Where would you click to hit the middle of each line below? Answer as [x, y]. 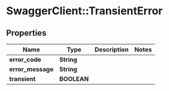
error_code [25, 59]
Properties [26, 33]
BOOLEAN [74, 79]
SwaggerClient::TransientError [84, 11]
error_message [31, 69]
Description [111, 50]
